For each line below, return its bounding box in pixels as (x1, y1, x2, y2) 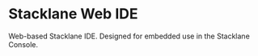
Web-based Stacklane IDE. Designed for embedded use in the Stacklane (8, 31, 251, 41)
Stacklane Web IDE (8, 5, 138, 23)
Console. (8, 39, 39, 49)
